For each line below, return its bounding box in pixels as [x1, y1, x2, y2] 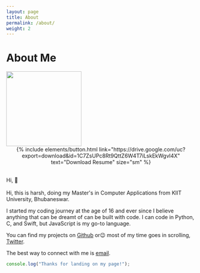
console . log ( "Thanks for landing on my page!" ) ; [6, 261, 130, 267]
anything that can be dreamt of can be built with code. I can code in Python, [6, 214, 195, 221]
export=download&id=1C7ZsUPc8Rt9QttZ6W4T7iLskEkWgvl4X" [22, 152, 180, 159]
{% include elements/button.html [16, 146, 98, 153]
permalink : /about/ [6, 20, 55, 26]
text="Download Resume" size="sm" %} [50, 159, 151, 166]
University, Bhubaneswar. [6, 196, 70, 203]
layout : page [6, 8, 39, 15]
